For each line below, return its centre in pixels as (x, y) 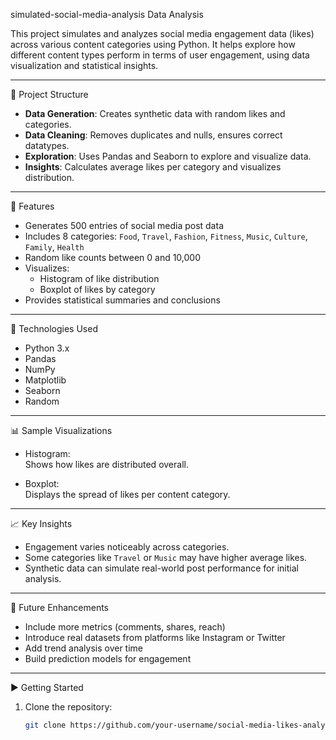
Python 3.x (47, 348)
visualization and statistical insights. (84, 65)
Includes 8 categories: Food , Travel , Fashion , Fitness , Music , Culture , (166, 236)
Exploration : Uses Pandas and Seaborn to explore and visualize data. (168, 156)
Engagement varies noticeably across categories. (127, 547)
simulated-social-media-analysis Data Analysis (107, 14)
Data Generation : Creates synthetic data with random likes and (155, 113)
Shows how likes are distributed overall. (106, 464)
